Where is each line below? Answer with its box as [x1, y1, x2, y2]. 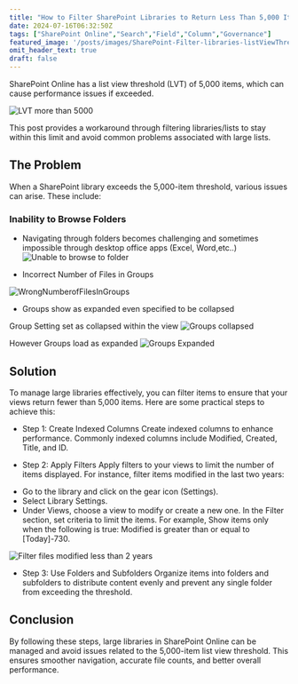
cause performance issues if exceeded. [9, 88, 154, 99]
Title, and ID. [21, 441, 69, 453]
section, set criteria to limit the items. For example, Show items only [21, 514, 269, 525]
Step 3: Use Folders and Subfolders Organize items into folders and [21, 568, 269, 578]
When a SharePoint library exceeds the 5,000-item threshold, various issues [9, 181, 288, 192]
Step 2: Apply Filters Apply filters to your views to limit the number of [21, 459, 275, 470]
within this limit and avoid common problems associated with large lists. [9, 132, 271, 142]
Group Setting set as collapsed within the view [9, 321, 179, 331]
